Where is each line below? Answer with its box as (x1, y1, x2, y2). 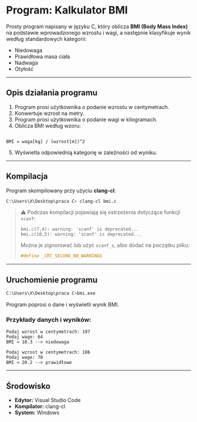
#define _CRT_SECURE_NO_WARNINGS (20, 253, 103, 259)
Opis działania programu (6, 88, 98, 98)
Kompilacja (6, 171, 48, 182)
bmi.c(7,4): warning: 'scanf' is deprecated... (20, 226, 139, 232)
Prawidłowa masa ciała (14, 53, 70, 60)
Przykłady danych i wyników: (6, 315, 92, 324)
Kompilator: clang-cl (14, 403, 66, 410)
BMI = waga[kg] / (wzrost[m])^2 (6, 138, 85, 144)
